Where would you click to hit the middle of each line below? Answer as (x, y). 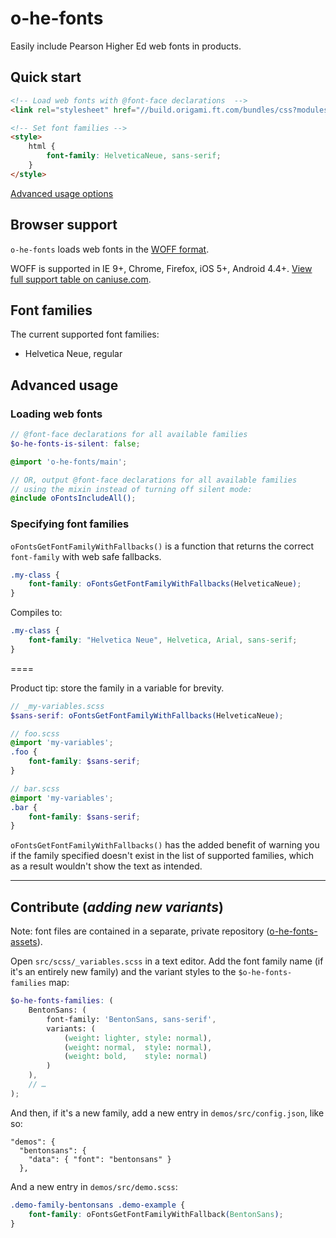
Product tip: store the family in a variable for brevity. (117, 688)
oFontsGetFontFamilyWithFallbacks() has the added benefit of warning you (165, 845)
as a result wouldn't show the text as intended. (106, 866)
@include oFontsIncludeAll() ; (73, 498)
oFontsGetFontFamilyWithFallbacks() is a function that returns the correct (162, 546)
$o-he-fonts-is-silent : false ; (75, 443)
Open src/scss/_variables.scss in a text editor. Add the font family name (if (167, 961)
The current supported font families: (85, 334)
